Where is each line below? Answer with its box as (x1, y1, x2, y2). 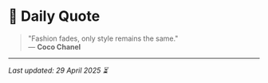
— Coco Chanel (27, 41, 81, 51)
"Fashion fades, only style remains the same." (27, 34, 179, 43)
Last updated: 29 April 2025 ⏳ (8, 65, 108, 75)
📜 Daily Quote (8, 7, 100, 26)
